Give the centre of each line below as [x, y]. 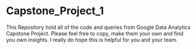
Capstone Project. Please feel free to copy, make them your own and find [95, 33]
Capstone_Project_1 [55, 11]
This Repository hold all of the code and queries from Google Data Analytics [98, 27]
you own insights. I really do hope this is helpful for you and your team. [92, 40]
